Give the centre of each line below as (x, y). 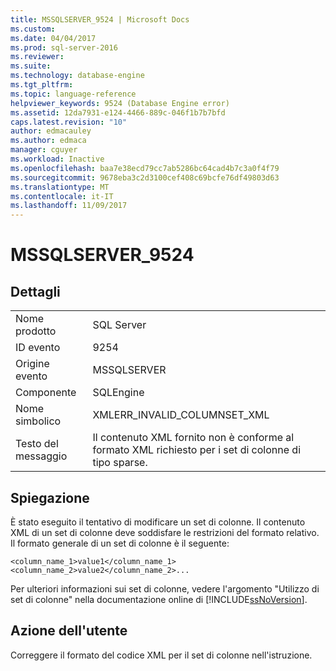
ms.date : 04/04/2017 (53, 38)
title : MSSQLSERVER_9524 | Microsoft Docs (100, 19)
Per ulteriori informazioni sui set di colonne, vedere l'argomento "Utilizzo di (165, 588)
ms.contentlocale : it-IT (62, 196)
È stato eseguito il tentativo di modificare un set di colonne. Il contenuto (158, 522)
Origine (32, 364)
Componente (46, 393)
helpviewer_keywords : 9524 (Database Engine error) (120, 103)
